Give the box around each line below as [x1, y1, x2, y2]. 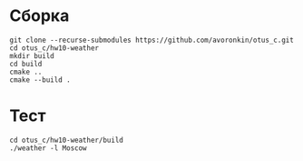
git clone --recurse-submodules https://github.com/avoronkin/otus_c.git [9, 35, 295, 45]
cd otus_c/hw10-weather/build [9, 136, 124, 145]
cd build [9, 59, 43, 68]
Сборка [9, 5, 70, 26]
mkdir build [9, 51, 54, 60]
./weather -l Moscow [9, 143, 88, 153]
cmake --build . [9, 75, 71, 85]
